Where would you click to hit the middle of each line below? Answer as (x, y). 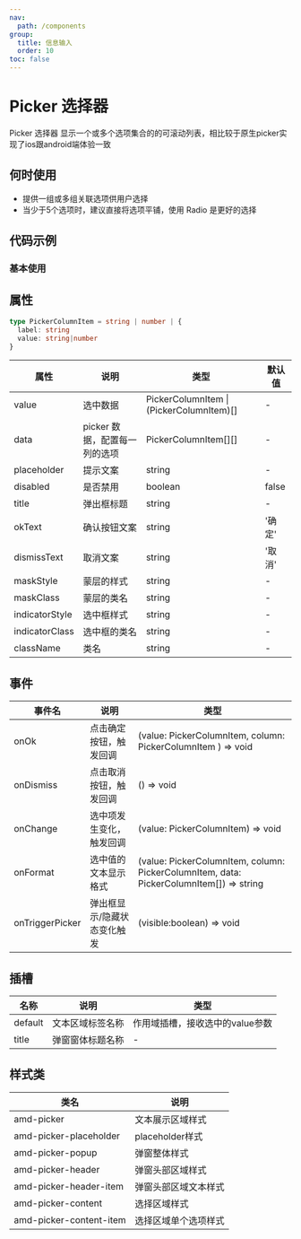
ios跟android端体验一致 (68, 144)
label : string (43, 330)
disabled (32, 487)
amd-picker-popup (56, 1152)
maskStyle (36, 581)
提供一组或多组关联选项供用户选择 (85, 198)
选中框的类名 (110, 632)
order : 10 (35, 51)
